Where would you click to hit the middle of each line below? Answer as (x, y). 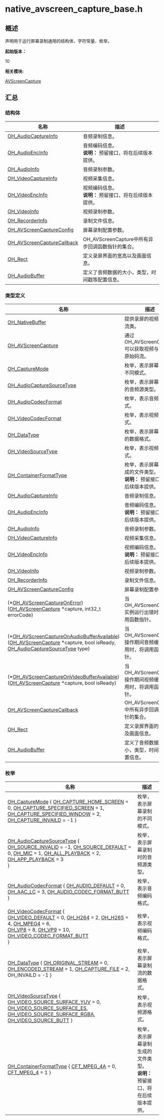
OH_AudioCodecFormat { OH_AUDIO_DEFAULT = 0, (66, 886)
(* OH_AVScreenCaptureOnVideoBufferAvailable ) (63, 677)
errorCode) (20, 615)
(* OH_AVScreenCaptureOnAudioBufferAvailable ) (64, 636)
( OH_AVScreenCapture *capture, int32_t (54, 609)
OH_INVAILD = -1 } (30, 975)
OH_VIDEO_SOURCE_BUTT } (40, 1021)
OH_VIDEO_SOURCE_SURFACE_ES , (48, 1008)
